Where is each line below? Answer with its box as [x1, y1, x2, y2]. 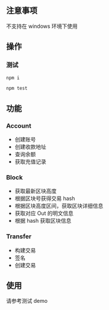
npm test [6, 86, 28, 91]
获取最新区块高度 [14, 188, 57, 195]
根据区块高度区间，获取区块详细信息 [14, 203, 104, 210]
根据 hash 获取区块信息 [14, 217, 72, 224]
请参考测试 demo [6, 298, 48, 305]
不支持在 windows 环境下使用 [6, 23, 78, 30]
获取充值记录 [14, 158, 46, 165]
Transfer [6, 232, 31, 241]
